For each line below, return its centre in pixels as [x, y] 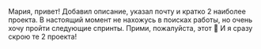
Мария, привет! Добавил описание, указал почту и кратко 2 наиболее [127, 11]
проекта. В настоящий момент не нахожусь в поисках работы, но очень [130, 20]
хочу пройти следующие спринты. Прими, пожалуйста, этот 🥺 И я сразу [130, 28]
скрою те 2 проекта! [43, 36]
